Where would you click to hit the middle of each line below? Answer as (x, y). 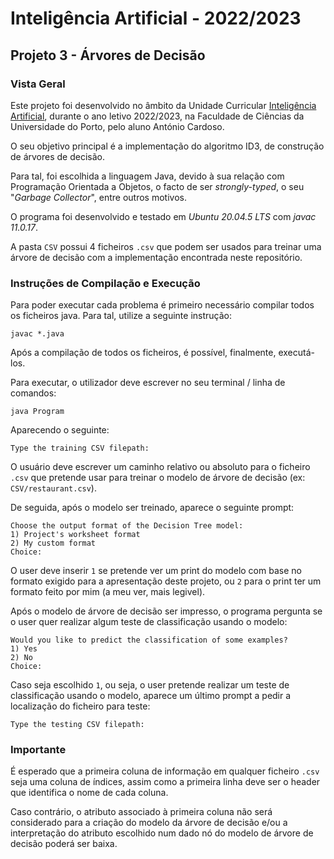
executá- (296, 353)
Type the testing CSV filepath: (77, 725)
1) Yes (24, 649)
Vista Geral (38, 84)
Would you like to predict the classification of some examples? (149, 640)
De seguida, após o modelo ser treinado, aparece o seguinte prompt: (152, 508)
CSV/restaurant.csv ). (53, 488)
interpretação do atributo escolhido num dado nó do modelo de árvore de (162, 833)
